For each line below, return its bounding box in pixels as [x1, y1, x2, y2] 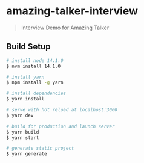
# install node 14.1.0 [6, 57, 64, 64]
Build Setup [6, 42, 51, 52]
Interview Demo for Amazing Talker [21, 24, 110, 31]
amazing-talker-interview [6, 4, 138, 18]
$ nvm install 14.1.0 [6, 63, 61, 69]
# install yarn [6, 74, 45, 80]
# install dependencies [6, 90, 67, 97]
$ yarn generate [6, 151, 47, 157]
